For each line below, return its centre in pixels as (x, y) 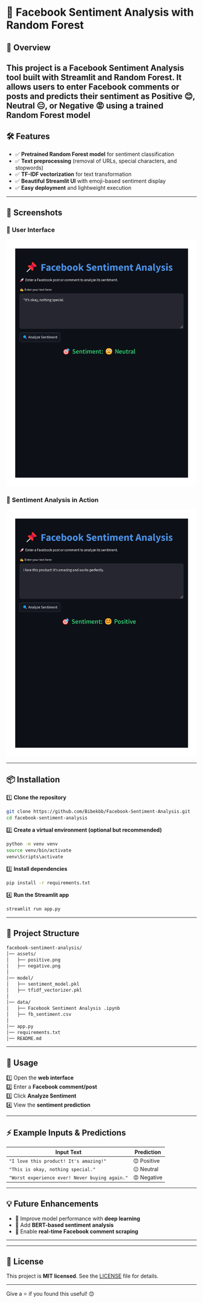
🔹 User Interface (31, 230)
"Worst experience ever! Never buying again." (68, 1178)
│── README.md (24, 1039)
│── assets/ (21, 954)
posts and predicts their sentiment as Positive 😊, (101, 96)
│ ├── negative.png (34, 966)
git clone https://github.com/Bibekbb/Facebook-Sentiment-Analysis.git (98, 812)
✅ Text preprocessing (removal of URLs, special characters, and (96, 161)
